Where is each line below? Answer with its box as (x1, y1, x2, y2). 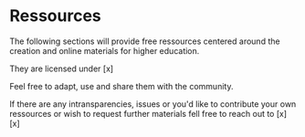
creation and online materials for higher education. (9, 45, 200, 56)
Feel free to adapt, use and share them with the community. (9, 80, 234, 91)
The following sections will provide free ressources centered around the (9, 36, 280, 47)
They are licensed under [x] (9, 63, 114, 74)
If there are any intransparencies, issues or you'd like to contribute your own (9, 98, 297, 110)
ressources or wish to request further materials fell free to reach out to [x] (9, 108, 288, 119)
